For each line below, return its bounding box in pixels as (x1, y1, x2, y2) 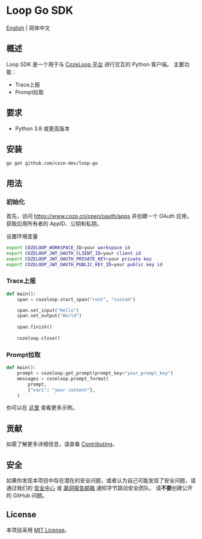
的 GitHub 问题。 (6, 492, 48, 499)
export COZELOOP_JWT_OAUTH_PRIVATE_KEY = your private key (6, 256, 152, 262)
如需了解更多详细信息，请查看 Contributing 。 (6, 440, 118, 448)
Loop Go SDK (6, 4, 73, 17)
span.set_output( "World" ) (17, 313, 82, 319)
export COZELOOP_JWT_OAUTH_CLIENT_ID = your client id (6, 250, 141, 256)
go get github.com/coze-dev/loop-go (6, 160, 98, 166)
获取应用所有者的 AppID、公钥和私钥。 (6, 220, 102, 227)
